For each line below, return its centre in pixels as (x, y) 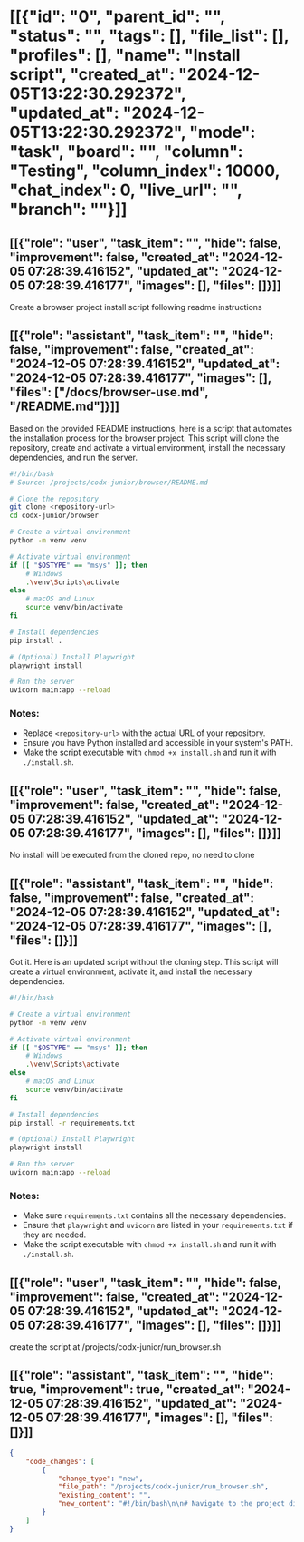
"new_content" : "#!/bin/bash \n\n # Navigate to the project (171, 1504)
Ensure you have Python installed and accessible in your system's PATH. (158, 743)
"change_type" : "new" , (100, 1479)
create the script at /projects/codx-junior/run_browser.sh (115, 1347)
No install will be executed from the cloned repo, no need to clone (132, 855)
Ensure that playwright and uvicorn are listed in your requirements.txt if (158, 1225)
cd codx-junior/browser (54, 516)
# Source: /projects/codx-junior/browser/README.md (109, 483)
